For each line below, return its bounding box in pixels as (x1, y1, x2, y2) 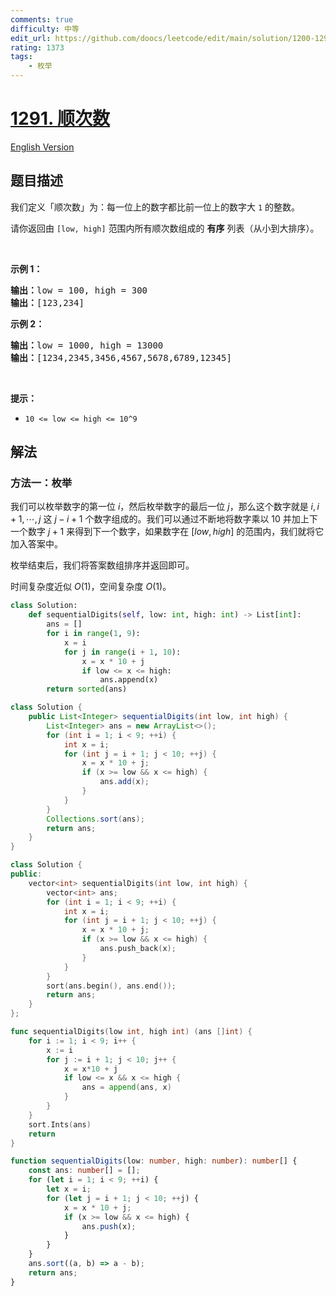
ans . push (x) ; (81, 1221, 137, 1231)
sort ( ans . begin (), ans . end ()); (46, 981, 177, 991)
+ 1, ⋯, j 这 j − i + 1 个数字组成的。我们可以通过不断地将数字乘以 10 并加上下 (10, 513, 318, 525)
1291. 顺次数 (10, 107, 111, 130)
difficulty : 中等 (10, 24, 80, 34)
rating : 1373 (10, 42, 65, 53)
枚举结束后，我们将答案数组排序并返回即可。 (10, 559, 195, 571)
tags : (10, 52, 33, 62)
